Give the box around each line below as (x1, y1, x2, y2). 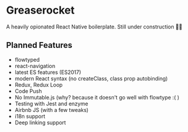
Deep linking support (14, 119, 66, 126)
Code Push (14, 87, 42, 95)
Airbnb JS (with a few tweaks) (14, 106, 89, 113)
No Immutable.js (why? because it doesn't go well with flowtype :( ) (14, 94, 180, 101)
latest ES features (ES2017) (14, 69, 81, 76)
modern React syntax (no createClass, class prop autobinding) (14, 75, 168, 82)
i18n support (14, 112, 46, 120)
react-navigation (14, 62, 56, 69)
